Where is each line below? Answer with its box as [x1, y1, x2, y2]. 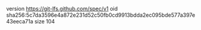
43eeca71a [6, 18, 34, 25]
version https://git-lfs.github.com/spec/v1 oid [6, 5, 118, 12]
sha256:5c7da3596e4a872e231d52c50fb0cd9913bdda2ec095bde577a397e [6, 11, 196, 19]
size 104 [34, 18, 55, 25]
